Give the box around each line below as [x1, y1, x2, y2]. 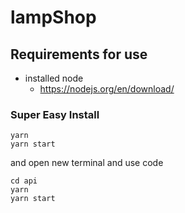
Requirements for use [10, 46, 148, 63]
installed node [24, 72, 84, 84]
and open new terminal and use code [10, 157, 164, 169]
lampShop [10, 6, 97, 29]
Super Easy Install [10, 107, 100, 121]
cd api [10, 176, 38, 186]
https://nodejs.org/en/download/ [39, 83, 175, 95]
